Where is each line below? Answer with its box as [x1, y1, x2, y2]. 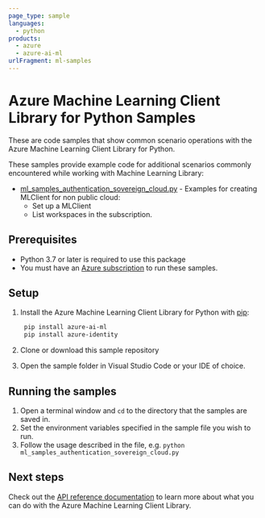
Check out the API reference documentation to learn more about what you [8, 491, 255, 501]
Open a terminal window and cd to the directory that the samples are [19, 406, 247, 416]
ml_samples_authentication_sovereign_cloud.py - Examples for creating [19, 183, 258, 194]
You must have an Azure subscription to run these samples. [19, 263, 218, 273]
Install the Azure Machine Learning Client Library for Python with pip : [19, 307, 250, 317]
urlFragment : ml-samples [8, 57, 92, 65]
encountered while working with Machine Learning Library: [8, 168, 204, 178]
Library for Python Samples [8, 109, 196, 127]
